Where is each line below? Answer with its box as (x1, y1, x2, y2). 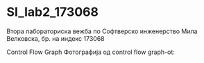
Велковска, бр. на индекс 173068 (6, 34, 105, 42)
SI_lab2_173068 (6, 4, 99, 20)
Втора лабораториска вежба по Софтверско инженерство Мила (6, 27, 198, 35)
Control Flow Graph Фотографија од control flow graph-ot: (6, 48, 175, 56)
